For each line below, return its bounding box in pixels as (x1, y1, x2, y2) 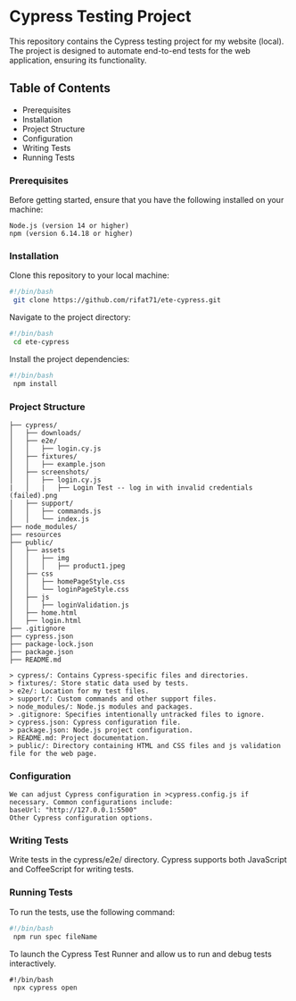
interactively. (9, 958, 56, 969)
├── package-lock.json (9, 639, 94, 649)
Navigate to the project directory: (9, 312, 131, 323)
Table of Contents (9, 80, 111, 96)
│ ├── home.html (9, 608, 78, 618)
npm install (12, 379, 58, 388)
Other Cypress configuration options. (9, 813, 153, 823)
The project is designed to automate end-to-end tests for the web (9, 45, 251, 55)
